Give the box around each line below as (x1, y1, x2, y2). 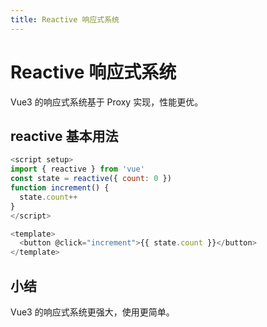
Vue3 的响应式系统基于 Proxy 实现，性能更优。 (10, 96, 204, 108)
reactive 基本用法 (10, 127, 119, 145)
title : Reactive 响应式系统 (10, 14, 120, 25)
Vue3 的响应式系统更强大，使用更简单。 (10, 306, 175, 318)
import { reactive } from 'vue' (10, 164, 145, 175)
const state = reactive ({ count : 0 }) (10, 174, 172, 184)
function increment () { (10, 183, 110, 193)
